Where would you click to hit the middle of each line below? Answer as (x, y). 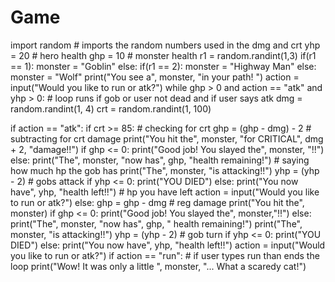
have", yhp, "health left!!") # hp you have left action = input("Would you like (165, 192)
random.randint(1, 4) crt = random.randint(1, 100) (111, 108)
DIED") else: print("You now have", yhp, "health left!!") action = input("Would (168, 245)
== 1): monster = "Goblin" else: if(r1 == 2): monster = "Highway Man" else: (163, 66)
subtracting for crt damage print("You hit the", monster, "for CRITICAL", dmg (167, 138)
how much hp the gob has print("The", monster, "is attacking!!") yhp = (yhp (165, 170)
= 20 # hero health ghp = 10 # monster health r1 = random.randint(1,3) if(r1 (163, 55)
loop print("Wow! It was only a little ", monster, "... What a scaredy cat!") (158, 266)
